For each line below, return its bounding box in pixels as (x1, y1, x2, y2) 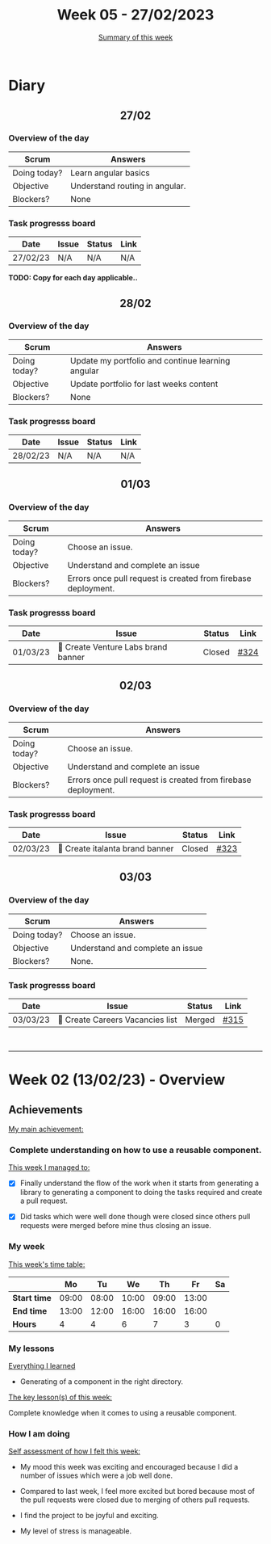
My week (8, 1241, 45, 1252)
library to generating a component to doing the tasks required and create (19, 1188, 263, 1197)
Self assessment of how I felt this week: (8, 1446, 141, 1456)
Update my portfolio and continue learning (69, 355, 231, 366)
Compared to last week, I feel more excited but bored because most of (19, 1487, 256, 1496)
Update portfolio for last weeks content (69, 378, 219, 389)
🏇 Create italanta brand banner (57, 843, 174, 854)
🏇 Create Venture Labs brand (57, 642, 168, 653)
